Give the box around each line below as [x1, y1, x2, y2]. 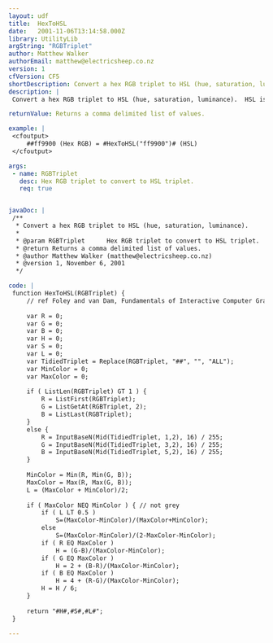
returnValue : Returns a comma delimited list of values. [8, 110, 206, 118]
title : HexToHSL [8, 20, 67, 28]
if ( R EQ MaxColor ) [41, 539, 115, 547]
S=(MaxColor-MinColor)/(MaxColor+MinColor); [55, 516, 209, 525]
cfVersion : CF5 [8, 72, 60, 81]
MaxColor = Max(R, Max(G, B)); [26, 478, 132, 487]
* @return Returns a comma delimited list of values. [15, 244, 201, 252]
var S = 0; [26, 343, 63, 351]
